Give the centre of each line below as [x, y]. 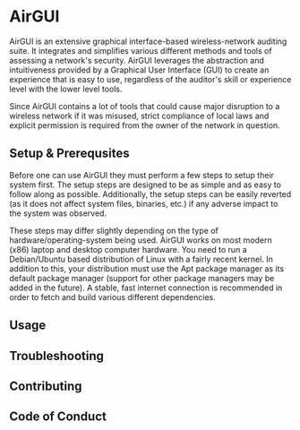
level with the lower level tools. [66, 89]
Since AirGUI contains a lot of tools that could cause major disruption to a [145, 106]
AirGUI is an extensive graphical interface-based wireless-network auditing [148, 41]
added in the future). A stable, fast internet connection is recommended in [146, 288]
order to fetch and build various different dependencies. [113, 297]
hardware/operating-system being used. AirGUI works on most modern [141, 240]
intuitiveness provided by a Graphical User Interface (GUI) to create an [139, 70]
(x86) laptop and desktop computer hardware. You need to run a [129, 249]
